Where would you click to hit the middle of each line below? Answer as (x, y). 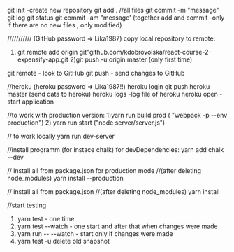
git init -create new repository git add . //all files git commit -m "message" (114, 10)
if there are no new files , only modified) (65, 25)
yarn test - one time (46, 219)
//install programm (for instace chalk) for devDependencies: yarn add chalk (116, 149)
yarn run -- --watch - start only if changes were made (95, 233)
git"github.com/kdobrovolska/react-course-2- (145, 52)
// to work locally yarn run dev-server (61, 136)
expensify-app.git (43, 59)
